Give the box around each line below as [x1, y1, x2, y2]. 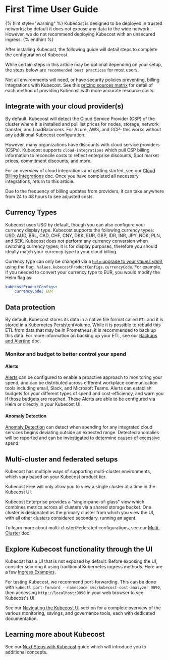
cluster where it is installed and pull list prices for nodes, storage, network [5, 121, 159, 127]
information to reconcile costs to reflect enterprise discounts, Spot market [5, 152, 159, 158]
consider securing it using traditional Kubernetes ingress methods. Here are [5, 564, 163, 570]
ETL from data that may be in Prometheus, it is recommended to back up [5, 327, 156, 333]
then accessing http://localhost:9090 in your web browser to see [5, 590, 144, 596]
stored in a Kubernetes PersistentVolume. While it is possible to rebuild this [5, 322, 161, 328]
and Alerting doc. [5, 338, 41, 344]
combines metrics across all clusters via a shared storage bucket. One [5, 504, 151, 510]
